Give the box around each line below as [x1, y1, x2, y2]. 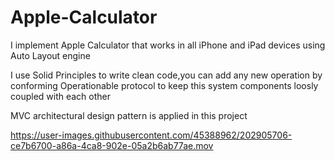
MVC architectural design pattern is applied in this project [10, 109, 248, 121]
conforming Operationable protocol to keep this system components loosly [10, 79, 319, 91]
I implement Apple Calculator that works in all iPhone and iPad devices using [10, 39, 326, 51]
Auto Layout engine [10, 49, 91, 61]
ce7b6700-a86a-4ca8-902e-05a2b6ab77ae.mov [10, 139, 214, 151]
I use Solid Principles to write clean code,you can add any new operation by [10, 69, 323, 81]
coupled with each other [10, 90, 112, 102]
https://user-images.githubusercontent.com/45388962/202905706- [10, 129, 293, 141]
